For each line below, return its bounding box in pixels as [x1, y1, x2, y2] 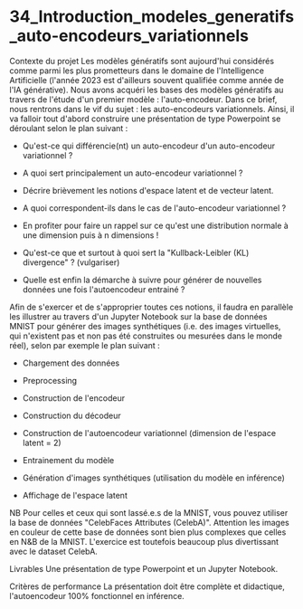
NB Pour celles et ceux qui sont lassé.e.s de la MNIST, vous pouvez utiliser [9, 507, 289, 518]
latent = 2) [22, 437, 62, 448]
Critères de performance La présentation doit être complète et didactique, [9, 581, 285, 592]
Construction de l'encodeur [22, 392, 125, 404]
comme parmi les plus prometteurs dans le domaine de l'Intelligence [9, 65, 265, 76]
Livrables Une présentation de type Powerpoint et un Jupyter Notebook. [9, 563, 279, 574]
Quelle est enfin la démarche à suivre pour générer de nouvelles [22, 274, 262, 285]
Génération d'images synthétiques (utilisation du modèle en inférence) [22, 472, 285, 483]
